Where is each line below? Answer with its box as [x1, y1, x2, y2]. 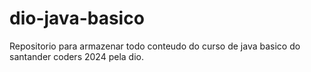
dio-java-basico [9, 7, 145, 30]
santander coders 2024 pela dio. [9, 50, 144, 62]
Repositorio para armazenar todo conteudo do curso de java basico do [9, 40, 301, 52]
